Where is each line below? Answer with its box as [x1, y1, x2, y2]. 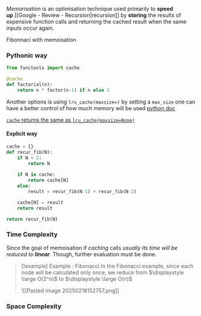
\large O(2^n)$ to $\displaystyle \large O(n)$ [21, 275, 133, 282]
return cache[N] [28, 177, 69, 183]
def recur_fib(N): [6, 149, 53, 155]
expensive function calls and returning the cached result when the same [6, 18, 186, 25]
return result [17, 205, 53, 211]
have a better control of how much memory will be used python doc [6, 104, 176, 111]
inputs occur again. [6, 24, 54, 31]
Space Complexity [6, 302, 62, 311]
